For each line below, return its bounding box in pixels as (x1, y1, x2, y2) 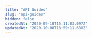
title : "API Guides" (5, 7, 48, 12)
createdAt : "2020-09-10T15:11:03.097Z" (5, 21, 88, 26)
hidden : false (5, 16, 35, 21)
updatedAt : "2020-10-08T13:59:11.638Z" (5, 26, 88, 31)
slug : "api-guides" (5, 12, 46, 17)
